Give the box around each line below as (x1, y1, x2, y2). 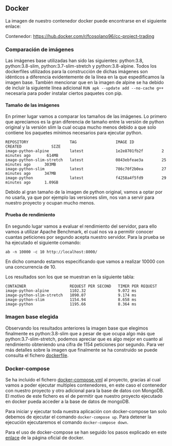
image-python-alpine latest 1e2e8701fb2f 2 (5, 149, 164, 154)
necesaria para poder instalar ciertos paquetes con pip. (5, 90, 123, 96)
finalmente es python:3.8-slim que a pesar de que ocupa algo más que (5, 330, 155, 336)
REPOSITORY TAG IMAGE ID (5, 139, 135, 145)
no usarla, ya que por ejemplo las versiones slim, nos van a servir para (5, 194, 155, 200)
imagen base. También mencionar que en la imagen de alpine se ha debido (5, 79, 164, 86)
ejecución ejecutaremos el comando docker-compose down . (5, 419, 128, 425)
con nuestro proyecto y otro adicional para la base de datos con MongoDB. (5, 388, 164, 394)
